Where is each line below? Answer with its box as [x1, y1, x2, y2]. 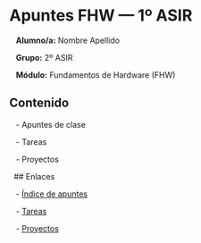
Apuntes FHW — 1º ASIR [9, 5, 193, 26]
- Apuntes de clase [15, 119, 87, 130]
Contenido [9, 96, 70, 111]
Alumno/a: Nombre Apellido [15, 35, 121, 46]
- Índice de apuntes [15, 189, 88, 199]
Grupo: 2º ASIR [15, 52, 73, 63]
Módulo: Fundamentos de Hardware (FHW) [15, 69, 176, 80]
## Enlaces [13, 171, 55, 181]
